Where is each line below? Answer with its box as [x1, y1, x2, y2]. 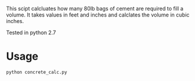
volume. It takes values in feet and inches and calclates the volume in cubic [6, 11, 190, 18]
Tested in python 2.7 [6, 29, 56, 36]
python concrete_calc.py [6, 69, 67, 75]
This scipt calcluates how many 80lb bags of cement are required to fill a [6, 5, 184, 12]
